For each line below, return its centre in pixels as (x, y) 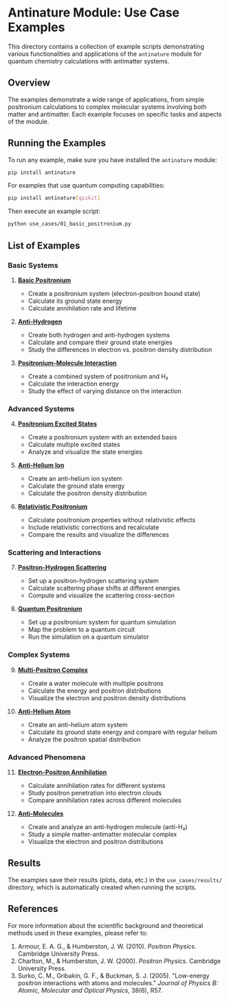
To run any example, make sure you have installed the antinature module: (112, 159)
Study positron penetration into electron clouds (95, 793)
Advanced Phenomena (47, 757)
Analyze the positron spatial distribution (84, 739)
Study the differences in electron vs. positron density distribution (120, 349)
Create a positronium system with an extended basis (102, 437)
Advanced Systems (41, 408)
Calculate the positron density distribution (87, 493)
